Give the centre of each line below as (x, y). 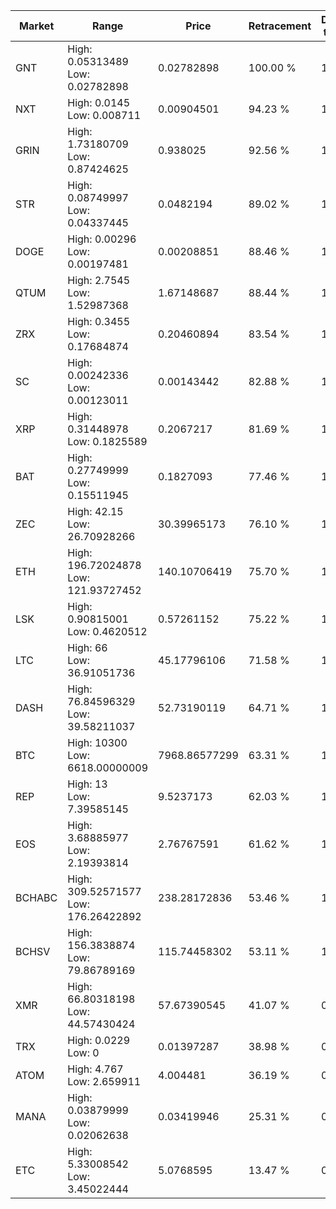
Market (36, 26)
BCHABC (36, 897)
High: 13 (87, 784)
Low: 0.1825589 (107, 441)
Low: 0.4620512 (107, 631)
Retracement (280, 26)
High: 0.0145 (99, 102)
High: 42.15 (95, 511)
